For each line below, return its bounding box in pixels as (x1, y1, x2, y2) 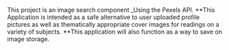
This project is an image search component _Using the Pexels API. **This (7, 6, 215, 14)
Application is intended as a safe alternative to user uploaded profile (7, 13, 200, 21)
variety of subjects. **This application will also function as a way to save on (7, 27, 223, 36)
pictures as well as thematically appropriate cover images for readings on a (7, 21, 219, 28)
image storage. (7, 35, 50, 43)
